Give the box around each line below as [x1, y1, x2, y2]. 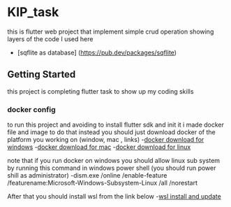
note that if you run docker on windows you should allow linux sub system [7, 157, 221, 165]
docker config [7, 104, 56, 114]
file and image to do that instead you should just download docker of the [7, 128, 216, 136]
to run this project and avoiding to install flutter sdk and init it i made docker [7, 120, 225, 129]
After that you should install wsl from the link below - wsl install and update [7, 192, 221, 201]
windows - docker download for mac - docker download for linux [7, 143, 191, 151]
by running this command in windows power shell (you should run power [7, 164, 216, 172]
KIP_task [7, 4, 59, 20]
